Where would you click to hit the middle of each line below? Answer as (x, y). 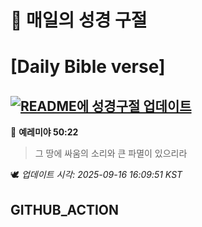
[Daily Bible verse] (88, 67)
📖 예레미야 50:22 (44, 132)
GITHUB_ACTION (65, 209)
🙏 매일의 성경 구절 (79, 20)
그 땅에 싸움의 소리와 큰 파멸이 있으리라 (111, 153)
